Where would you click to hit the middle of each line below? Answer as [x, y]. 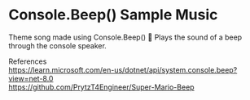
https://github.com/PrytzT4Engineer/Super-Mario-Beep [101, 87]
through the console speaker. [58, 45]
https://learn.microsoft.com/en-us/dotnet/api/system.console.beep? [123, 69]
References [28, 61]
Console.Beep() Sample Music [113, 15]
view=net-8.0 [31, 78]
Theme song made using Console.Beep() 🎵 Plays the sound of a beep [125, 37]
